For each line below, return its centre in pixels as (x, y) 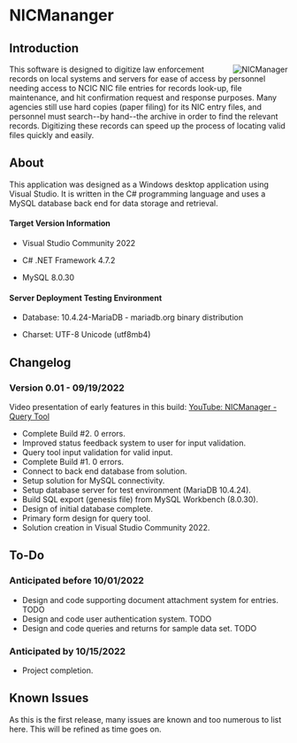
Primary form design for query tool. (86, 518)
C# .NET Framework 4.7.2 (69, 260)
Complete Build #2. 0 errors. (74, 433)
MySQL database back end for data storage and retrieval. (114, 203)
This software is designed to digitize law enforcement (107, 69)
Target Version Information (60, 223)
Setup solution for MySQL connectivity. (93, 480)
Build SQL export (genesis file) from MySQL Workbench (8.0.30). (140, 499)
